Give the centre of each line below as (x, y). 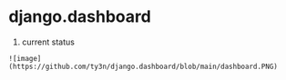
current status (48, 42)
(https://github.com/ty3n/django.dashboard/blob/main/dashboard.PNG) (143, 66)
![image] (25, 58)
